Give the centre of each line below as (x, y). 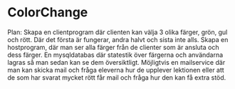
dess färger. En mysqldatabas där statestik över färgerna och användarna (115, 55)
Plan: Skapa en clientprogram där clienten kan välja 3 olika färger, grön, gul (117, 32)
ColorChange (48, 12)
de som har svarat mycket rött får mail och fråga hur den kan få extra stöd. (117, 77)
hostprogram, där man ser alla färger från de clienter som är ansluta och (113, 47)
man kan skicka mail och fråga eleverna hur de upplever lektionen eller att (116, 70)
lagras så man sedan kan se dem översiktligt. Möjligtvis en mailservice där (116, 62)
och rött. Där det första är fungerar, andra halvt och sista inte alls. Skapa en (118, 39)
